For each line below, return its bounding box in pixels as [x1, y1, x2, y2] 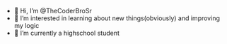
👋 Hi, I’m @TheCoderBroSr [13, 7, 92, 15]
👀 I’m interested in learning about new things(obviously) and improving [13, 14, 221, 22]
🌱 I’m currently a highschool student [13, 29, 120, 37]
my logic [13, 22, 40, 29]
